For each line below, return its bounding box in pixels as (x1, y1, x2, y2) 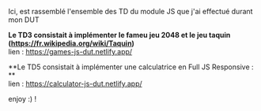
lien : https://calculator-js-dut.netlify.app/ (8, 79, 142, 88)
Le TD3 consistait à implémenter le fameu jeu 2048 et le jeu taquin (8, 31, 231, 39)
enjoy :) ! (8, 94, 37, 103)
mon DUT (8, 15, 40, 24)
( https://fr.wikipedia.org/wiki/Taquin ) (8, 39, 134, 48)
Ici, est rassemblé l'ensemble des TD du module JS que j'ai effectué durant (8, 7, 253, 16)
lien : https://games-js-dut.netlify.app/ (8, 47, 133, 56)
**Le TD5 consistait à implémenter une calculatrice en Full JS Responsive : (8, 62, 255, 72)
